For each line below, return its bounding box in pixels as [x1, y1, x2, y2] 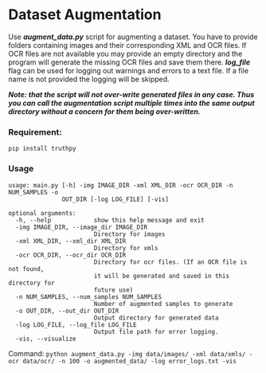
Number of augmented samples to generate [93, 300, 233, 308]
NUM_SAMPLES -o [8, 188, 59, 196]
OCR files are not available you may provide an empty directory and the [8, 49, 243, 58]
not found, [8, 265, 45, 273]
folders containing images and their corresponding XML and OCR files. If [8, 40, 247, 49]
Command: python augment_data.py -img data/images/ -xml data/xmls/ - [8, 348, 253, 358]
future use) [93, 285, 134, 294]
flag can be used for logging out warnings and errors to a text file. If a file [8, 65, 249, 75]
